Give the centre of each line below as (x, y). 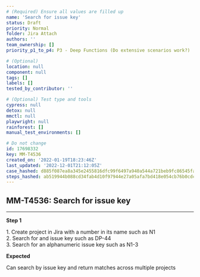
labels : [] (20, 83)
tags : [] (17, 78)
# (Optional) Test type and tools (49, 100)
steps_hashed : (24, 177)
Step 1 (14, 221)
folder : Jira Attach (32, 34)
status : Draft (24, 23)
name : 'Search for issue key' (44, 17)
